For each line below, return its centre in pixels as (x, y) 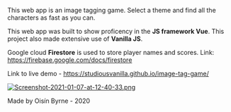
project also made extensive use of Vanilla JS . (75, 39)
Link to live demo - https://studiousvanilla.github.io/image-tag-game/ (108, 74)
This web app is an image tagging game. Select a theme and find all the (112, 10)
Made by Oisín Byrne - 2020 (49, 101)
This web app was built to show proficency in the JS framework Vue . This (116, 31)
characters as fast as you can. (51, 18)
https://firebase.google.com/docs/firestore (70, 60)
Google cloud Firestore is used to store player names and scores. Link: (111, 52)
